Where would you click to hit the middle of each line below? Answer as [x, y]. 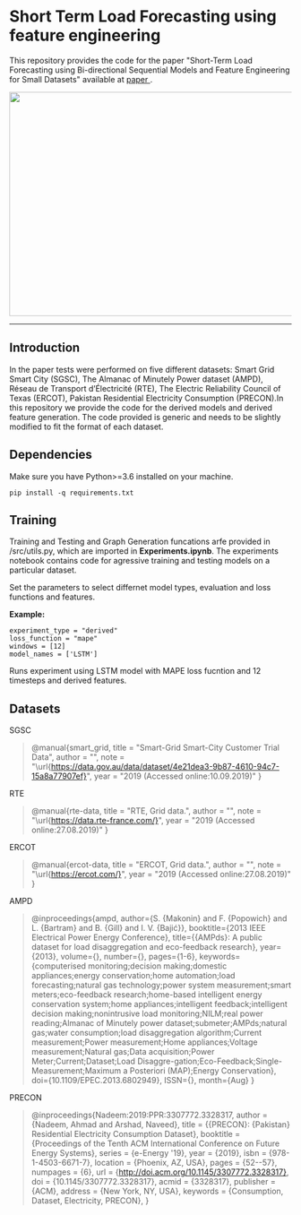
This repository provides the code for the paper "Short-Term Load [131, 60]
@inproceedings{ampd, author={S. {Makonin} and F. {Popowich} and [159, 918]
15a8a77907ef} [59, 776]
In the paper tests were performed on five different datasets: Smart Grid [142, 369]
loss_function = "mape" [54, 639]
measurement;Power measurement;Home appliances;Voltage [144, 1042]
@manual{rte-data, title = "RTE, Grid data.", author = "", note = [146, 811]
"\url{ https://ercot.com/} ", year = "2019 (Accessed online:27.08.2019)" [161, 875]
